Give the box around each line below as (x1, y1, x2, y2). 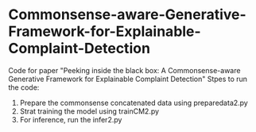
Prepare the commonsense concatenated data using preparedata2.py (19, 98, 248, 107)
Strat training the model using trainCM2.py (19, 106, 160, 116)
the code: (8, 82, 40, 92)
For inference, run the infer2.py (19, 115, 122, 124)
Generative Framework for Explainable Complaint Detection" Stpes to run (8, 74, 248, 83)
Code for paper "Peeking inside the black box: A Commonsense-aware (8, 65, 241, 75)
